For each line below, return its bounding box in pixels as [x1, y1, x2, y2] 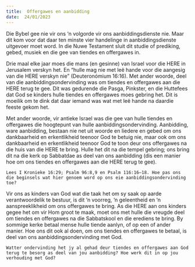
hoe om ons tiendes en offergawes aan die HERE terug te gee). [6, 158, 157, 165]
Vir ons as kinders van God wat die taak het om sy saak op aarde [6, 190, 162, 197]
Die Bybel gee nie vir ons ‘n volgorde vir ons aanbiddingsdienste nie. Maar [6, 30, 185, 37]
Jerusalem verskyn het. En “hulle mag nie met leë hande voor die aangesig [6, 66, 185, 73]
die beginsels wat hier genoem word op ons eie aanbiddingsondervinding [6, 175, 186, 181]
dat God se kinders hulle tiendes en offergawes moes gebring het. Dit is [6, 91, 178, 98]
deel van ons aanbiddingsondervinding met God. [6, 233, 123, 240]
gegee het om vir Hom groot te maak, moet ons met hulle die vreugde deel [6, 209, 185, 216]
